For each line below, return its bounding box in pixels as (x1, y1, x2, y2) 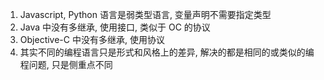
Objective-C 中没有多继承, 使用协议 (19, 34, 165, 45)
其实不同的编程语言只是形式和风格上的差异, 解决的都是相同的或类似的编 (19, 46, 315, 58)
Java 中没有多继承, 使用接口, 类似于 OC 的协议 (19, 21, 211, 33)
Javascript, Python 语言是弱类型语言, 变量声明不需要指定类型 (19, 9, 272, 20)
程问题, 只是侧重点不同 (19, 59, 113, 70)
